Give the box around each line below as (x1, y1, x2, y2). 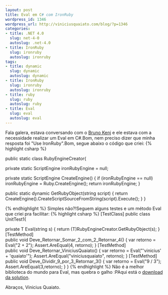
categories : (5, 26, 30, 31)
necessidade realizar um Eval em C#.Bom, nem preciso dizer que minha (5, 135, 155, 141)
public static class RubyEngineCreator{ (5, 155, 87, 161)
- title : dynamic (5, 64, 42, 69)
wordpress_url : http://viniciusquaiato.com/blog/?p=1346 (5, 21, 128, 27)
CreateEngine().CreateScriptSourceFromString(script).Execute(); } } (5, 195, 146, 201)
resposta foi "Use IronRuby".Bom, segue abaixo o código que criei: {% (5, 140, 152, 146)
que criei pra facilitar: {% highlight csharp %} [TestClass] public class (5, 210, 150, 217)
